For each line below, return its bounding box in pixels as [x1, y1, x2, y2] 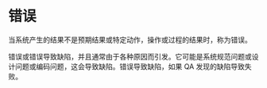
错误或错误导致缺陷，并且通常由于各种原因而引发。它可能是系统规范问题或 [8, 52, 252, 61]
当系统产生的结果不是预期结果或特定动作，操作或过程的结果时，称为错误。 [8, 35, 252, 44]
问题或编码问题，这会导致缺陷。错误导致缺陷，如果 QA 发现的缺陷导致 [14, 61, 245, 71]
